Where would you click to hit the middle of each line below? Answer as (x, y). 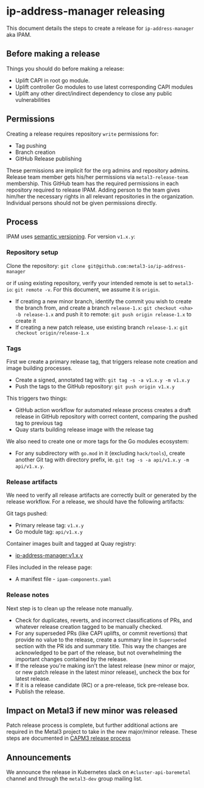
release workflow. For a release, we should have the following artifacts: (95, 502)
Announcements (39, 757)
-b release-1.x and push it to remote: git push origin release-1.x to (103, 314)
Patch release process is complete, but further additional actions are (92, 725)
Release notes (28, 595)
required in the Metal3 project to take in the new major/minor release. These (102, 732)
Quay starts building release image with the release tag (84, 429)
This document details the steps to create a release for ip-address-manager (100, 28)
